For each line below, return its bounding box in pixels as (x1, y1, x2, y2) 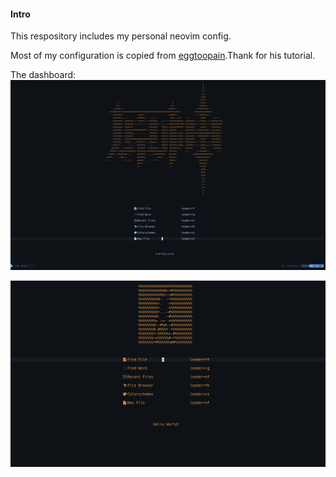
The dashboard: (10, 69, 77, 81)
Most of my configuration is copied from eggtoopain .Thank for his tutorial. (10, 50, 316, 62)
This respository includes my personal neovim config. (10, 30, 232, 42)
